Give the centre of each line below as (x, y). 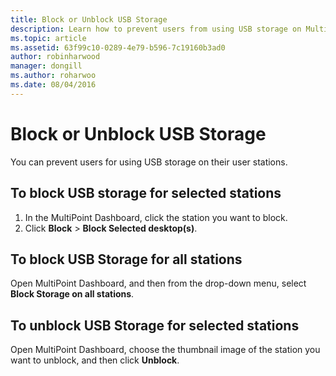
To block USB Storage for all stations (126, 259)
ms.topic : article (48, 38)
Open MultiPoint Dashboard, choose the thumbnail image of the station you (165, 350)
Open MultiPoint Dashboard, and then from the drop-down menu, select (158, 283)
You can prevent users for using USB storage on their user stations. (149, 162)
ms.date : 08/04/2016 (53, 85)
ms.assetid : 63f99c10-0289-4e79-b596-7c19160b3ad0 (118, 47)
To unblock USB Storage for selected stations (155, 325)
